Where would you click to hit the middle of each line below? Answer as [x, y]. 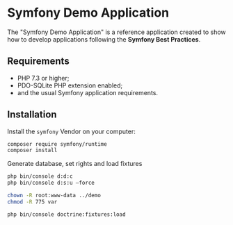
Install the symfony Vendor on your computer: [71, 131]
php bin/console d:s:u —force [51, 183]
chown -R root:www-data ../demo [54, 196]
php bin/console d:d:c [40, 176]
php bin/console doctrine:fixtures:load [67, 214]
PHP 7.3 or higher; [43, 78]
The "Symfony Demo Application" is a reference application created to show [116, 32]
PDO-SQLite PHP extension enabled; [70, 85]
